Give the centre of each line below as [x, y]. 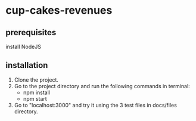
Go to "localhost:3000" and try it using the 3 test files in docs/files [95, 105]
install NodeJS [23, 46]
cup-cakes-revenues [59, 10]
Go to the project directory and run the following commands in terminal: [102, 86]
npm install [36, 92]
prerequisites [31, 32]
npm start [35, 98]
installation [27, 65]
